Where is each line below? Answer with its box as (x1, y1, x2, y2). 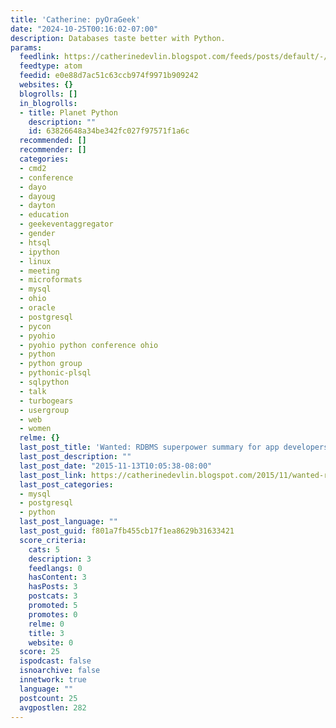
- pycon (19, 321, 52, 331)
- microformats (19, 275, 83, 285)
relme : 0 (28, 619, 65, 629)
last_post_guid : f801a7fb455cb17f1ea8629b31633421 (19, 526, 235, 536)
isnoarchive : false (19, 666, 101, 676)
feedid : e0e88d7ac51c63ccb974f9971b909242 (19, 71, 199, 81)
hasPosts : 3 (28, 582, 78, 592)
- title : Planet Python (19, 107, 118, 118)
